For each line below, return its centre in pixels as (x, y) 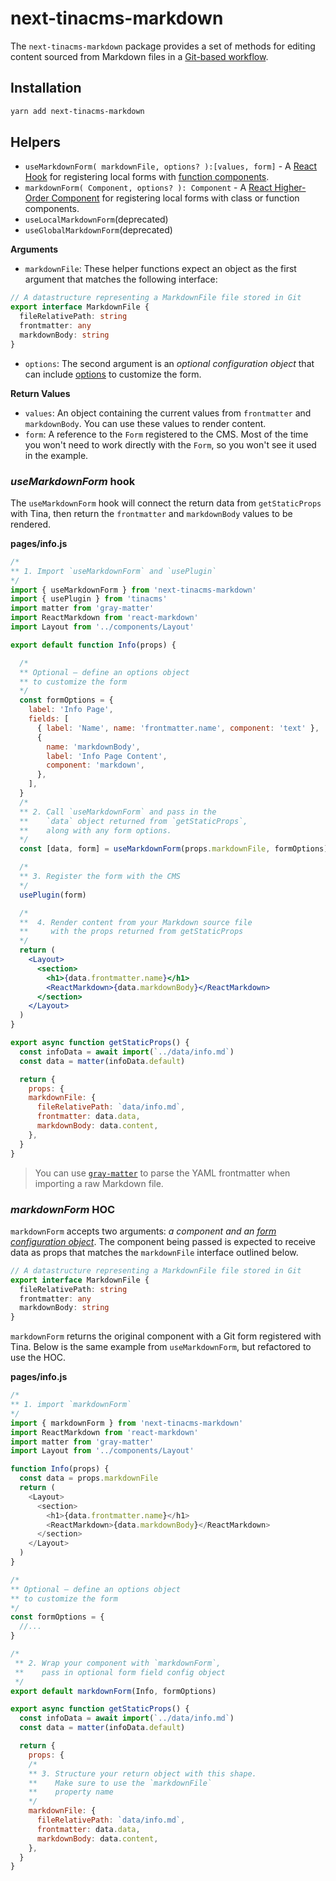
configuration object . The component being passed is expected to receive (163, 1241)
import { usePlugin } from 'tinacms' (89, 599)
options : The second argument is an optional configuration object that (169, 363)
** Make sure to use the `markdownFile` (120, 1783)
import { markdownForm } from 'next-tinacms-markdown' (127, 1423)
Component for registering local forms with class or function (175, 198)
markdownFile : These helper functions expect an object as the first (160, 269)
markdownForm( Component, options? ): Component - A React (148, 188)
